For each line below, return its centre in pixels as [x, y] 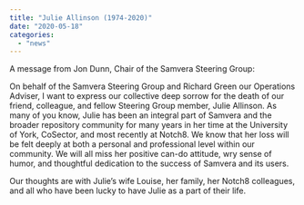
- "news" [34, 43]
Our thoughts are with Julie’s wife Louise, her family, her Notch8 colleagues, [152, 181]
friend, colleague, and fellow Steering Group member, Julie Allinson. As [143, 106]
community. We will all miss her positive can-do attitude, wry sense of [141, 154]
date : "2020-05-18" [46, 26]
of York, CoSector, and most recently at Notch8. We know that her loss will [149, 135]
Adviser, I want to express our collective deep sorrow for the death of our [147, 96]
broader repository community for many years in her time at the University [149, 125]
